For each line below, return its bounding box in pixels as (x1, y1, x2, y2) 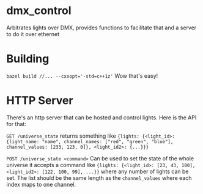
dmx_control (6, 4, 72, 18)
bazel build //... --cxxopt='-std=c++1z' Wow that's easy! (6, 72, 158, 80)
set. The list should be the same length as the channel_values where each (6, 174, 192, 181)
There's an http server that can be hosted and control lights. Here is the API (6, 114, 197, 121)
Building (6, 52, 50, 66)
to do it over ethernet (6, 30, 60, 37)
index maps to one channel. (6, 181, 76, 188)
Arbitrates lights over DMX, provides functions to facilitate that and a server (6, 24, 197, 31)
